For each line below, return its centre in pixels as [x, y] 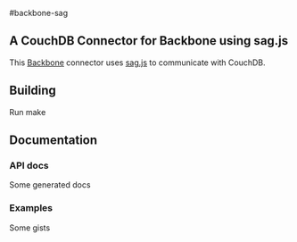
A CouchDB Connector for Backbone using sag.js [149, 41]
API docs [29, 165]
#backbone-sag [39, 13]
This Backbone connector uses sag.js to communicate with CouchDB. [137, 63]
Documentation [54, 141]
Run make [28, 112]
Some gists [30, 228]
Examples [31, 208]
